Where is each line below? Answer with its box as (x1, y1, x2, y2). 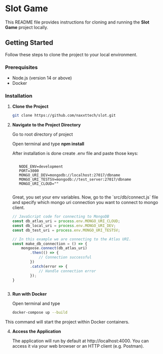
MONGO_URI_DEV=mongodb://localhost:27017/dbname (19, 173, 120, 178)
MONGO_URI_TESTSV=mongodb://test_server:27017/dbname (19, 177, 132, 182)
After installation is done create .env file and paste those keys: (12, 151, 138, 156)
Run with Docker (12, 291, 47, 297)
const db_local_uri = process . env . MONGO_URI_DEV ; (12, 223, 116, 228)
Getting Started (5, 39, 54, 47)
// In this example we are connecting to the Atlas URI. (12, 236, 132, 242)
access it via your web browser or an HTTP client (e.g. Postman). (12, 343, 144, 349)
